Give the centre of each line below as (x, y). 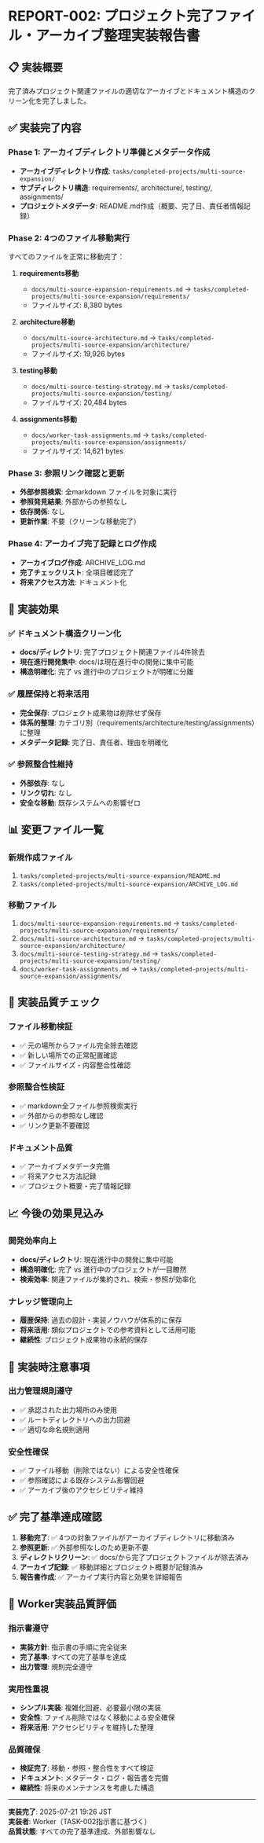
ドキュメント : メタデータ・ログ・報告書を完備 (94, 1778)
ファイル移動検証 (40, 1026)
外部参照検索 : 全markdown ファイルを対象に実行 (98, 492)
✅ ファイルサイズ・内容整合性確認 (75, 1065)
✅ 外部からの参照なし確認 (61, 1115)
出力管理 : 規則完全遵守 (56, 1666)
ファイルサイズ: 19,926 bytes (78, 354)
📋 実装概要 (36, 67)
